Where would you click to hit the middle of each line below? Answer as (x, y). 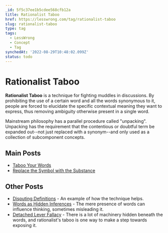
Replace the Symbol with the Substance (54, 171)
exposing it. (24, 225)
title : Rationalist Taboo (32, 15)
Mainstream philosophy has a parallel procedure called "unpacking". (76, 121)
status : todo (19, 57)
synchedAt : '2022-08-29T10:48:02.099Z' (47, 52)
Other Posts (24, 186)
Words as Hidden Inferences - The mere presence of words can (79, 204)
